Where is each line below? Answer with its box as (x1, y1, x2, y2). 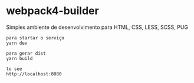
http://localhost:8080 (6, 71, 62, 77)
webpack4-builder (6, 4, 99, 18)
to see (6, 66, 22, 72)
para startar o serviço (6, 35, 65, 41)
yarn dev (6, 40, 28, 46)
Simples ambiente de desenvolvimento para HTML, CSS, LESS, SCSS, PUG (6, 24, 189, 31)
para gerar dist (6, 50, 46, 57)
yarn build (6, 55, 33, 61)
